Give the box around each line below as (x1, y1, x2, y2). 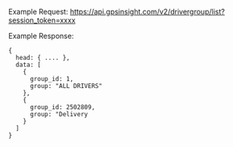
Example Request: (8, 7, 69, 16)
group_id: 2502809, (29, 103, 95, 111)
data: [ (15, 61, 42, 69)
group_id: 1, (29, 75, 74, 83)
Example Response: (8, 31, 74, 40)
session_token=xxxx (8, 15, 76, 25)
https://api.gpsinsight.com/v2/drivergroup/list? (69, 7, 226, 16)
